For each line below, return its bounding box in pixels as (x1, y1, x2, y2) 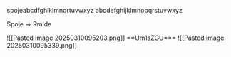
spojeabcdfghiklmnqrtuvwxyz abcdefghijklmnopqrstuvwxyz (6, 6, 183, 14)
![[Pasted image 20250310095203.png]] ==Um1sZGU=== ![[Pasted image (6, 33, 225, 42)
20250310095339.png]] (6, 41, 78, 49)
